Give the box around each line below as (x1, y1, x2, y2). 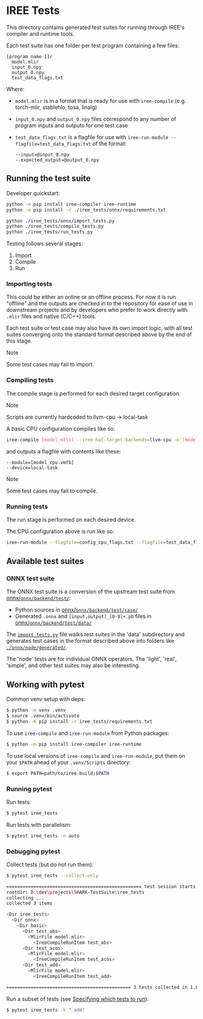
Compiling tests (6, 376, 54, 385)
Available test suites (6, 556, 85, 566)
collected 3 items (6, 900, 53, 906)
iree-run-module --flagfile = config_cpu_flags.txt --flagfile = (6, 539, 166, 545)
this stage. (6, 337, 33, 345)
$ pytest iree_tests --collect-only (6, 872, 98, 878)
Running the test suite (6, 173, 91, 184)
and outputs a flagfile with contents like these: (6, 448, 121, 455)
